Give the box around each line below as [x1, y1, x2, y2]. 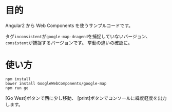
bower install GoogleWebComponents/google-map [5, 81, 107, 86]
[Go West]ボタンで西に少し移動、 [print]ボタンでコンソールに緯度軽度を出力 [5, 95, 167, 101]
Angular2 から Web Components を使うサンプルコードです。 [5, 22, 133, 29]
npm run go [5, 85, 29, 91]
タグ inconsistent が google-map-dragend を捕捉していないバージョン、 [5, 33, 150, 39]
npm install [5, 76, 31, 81]
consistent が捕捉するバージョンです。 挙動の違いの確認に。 [5, 39, 132, 46]
